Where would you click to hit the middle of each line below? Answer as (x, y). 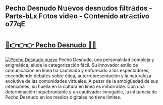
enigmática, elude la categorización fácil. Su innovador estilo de (72, 65)
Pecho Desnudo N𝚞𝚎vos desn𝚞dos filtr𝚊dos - (79, 8)
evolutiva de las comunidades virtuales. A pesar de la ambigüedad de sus (82, 81)
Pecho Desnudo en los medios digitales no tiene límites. (63, 97)
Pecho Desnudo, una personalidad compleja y (106, 60)
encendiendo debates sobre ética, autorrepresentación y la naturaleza (78, 76)
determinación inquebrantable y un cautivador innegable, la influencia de (81, 92)
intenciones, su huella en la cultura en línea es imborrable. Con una (75, 86)
